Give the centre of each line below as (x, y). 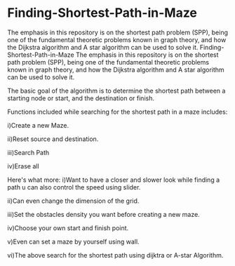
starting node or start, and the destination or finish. (81, 98)
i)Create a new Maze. (38, 125)
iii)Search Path (28, 152)
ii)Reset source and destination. (53, 139)
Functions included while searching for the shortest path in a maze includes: (117, 112)
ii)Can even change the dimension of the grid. (73, 201)
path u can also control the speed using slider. (74, 187)
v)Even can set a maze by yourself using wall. (73, 241)
